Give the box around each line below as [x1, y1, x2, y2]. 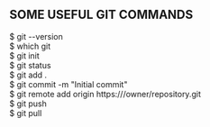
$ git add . [9, 69, 48, 80]
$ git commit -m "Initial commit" [9, 78, 128, 89]
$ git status [9, 59, 51, 70]
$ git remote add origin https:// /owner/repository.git [9, 88, 201, 99]
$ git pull [9, 107, 42, 118]
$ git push [9, 98, 47, 109]
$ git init [9, 50, 41, 61]
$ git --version [9, 31, 63, 41]
